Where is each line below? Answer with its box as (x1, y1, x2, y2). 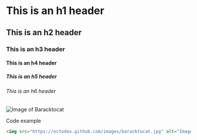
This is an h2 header (6, 28, 82, 37)
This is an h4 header (6, 60, 57, 67)
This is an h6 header (6, 88, 56, 95)
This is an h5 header (6, 73, 57, 80)
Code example (6, 117, 42, 124)
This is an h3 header (6, 45, 66, 53)
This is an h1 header (6, 4, 104, 18)
